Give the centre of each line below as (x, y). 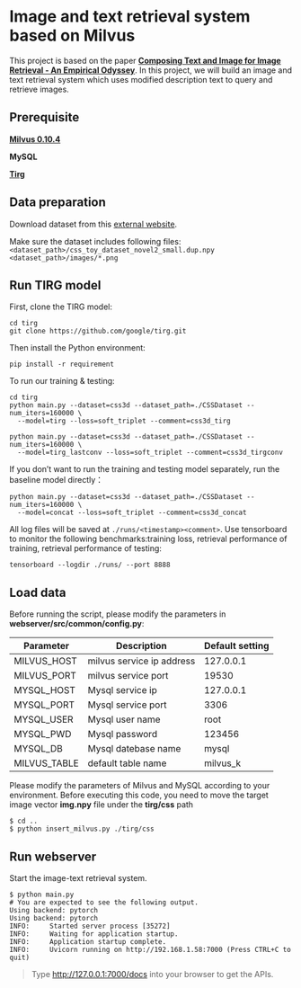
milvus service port (128, 676)
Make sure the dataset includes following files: (95, 241)
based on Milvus (72, 36)
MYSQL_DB (38, 749)
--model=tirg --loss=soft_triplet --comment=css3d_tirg (124, 421)
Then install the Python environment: (77, 348)
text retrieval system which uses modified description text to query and (141, 79)
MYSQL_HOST (45, 690)
